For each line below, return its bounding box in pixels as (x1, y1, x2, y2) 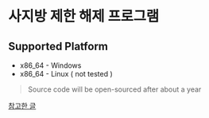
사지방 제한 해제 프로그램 (8, 7, 160, 26)
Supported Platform (8, 39, 109, 53)
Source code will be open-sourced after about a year (27, 85, 202, 94)
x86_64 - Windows (19, 61, 82, 70)
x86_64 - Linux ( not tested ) (19, 69, 113, 78)
